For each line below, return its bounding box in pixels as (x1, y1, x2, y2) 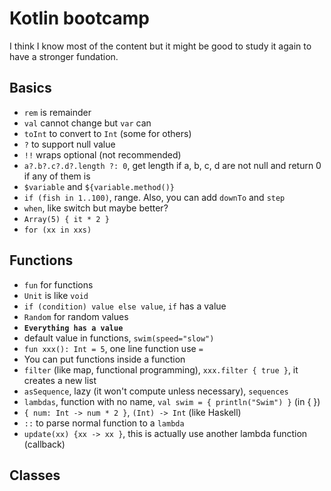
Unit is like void (23, 289, 89, 301)
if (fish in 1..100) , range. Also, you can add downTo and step (23, 191, 286, 203)
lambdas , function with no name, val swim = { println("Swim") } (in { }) (23, 395, 321, 407)
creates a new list (23, 374, 97, 386)
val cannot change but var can (23, 117, 152, 129)
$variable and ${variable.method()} (23, 180, 176, 192)
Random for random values (23, 310, 129, 322)
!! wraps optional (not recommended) (23, 148, 182, 161)
